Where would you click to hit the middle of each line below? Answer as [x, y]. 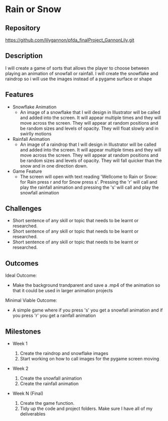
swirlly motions [36, 134]
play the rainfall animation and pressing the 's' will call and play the [89, 187]
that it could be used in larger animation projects [63, 291]
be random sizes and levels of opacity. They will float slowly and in [89, 128]
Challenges [23, 209]
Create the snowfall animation [51, 378]
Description [24, 56]
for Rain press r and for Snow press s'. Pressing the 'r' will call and [89, 182]
